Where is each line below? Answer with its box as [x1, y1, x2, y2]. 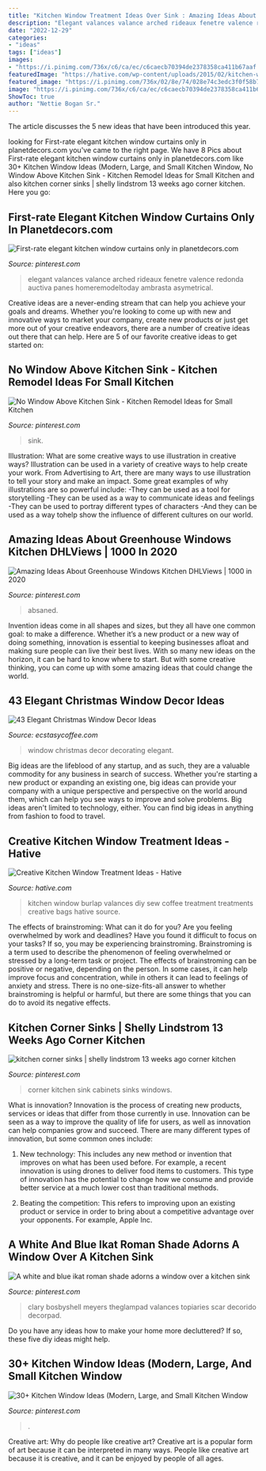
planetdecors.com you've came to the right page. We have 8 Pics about [8, 146, 242, 155]
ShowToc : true [8, 93, 55, 101]
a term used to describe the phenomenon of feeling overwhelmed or [8, 948, 232, 957]
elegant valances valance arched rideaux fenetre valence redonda [27, 274, 244, 283]
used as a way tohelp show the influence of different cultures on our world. [8, 510, 253, 519]
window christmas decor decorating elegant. [27, 746, 174, 755]
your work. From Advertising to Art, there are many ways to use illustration [8, 468, 251, 477]
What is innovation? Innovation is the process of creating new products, [8, 1100, 242, 1109]
